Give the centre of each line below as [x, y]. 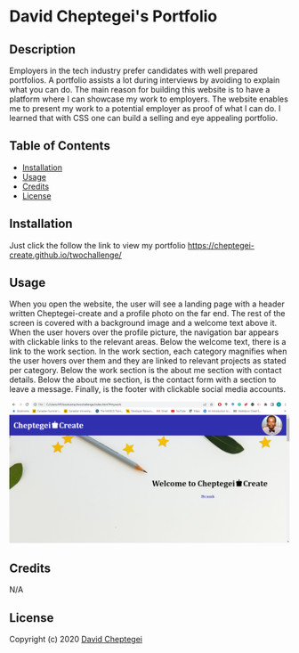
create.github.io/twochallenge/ [65, 255]
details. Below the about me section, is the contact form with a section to [143, 380]
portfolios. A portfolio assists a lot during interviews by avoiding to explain [145, 80]
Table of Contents [60, 146]
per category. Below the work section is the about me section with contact [145, 371]
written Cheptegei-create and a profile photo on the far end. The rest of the [147, 314]
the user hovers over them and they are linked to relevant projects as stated [148, 361]
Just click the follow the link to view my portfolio [97, 245]
